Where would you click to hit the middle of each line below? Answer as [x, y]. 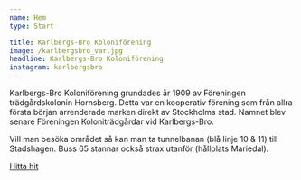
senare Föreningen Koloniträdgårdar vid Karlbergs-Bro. [112, 121]
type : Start [32, 26]
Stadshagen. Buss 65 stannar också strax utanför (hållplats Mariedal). [139, 148]
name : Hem [28, 18]
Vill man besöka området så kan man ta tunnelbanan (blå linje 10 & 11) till [144, 139]
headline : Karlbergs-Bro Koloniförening [87, 59]
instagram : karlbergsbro [56, 67]
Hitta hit [24, 166]
